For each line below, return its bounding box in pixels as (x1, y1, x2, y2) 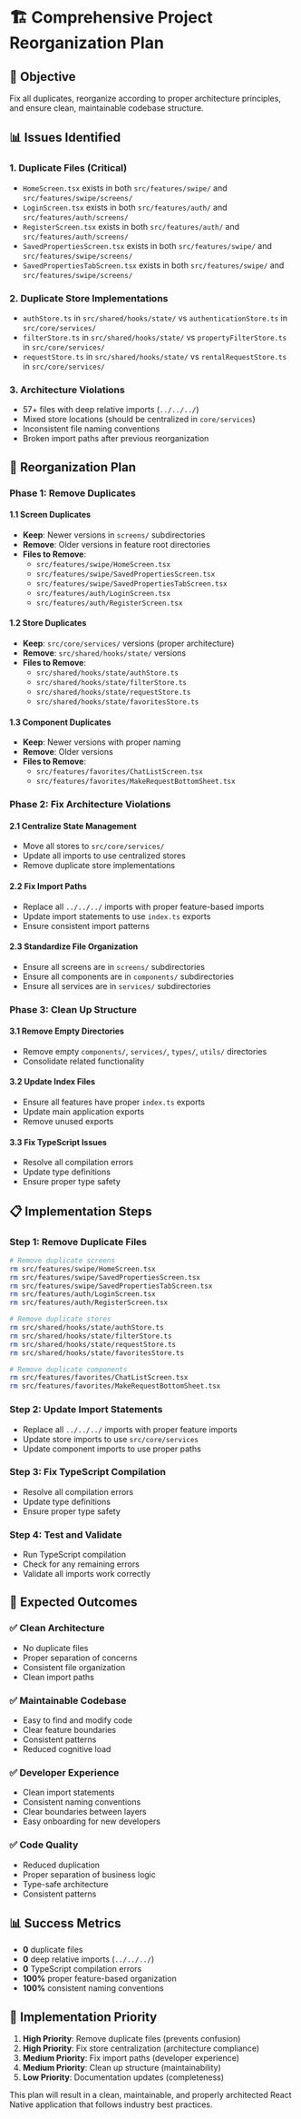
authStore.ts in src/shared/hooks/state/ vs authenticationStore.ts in (22, 312, 288, 323)
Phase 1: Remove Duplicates (9, 487, 136, 500)
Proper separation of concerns (22, 1652, 138, 1663)
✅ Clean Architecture (9, 1622, 105, 1635)
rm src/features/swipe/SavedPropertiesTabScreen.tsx (9, 1282, 213, 1291)
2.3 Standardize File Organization (9, 941, 139, 952)
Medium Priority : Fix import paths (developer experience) (22, 2053, 240, 2064)
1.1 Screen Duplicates (9, 510, 92, 520)
